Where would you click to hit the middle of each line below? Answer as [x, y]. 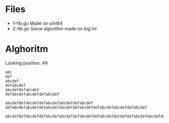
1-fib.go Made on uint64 [37, 23]
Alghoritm [27, 49]
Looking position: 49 [26, 63]
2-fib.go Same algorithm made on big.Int [55, 28]
